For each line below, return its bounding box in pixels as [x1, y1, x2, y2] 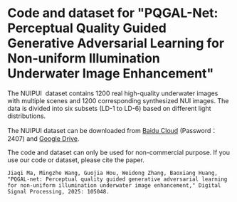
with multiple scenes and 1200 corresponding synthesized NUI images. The [7, 96, 229, 105]
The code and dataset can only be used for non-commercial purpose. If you [7, 148, 230, 156]
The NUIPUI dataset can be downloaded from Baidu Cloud [7, 126, 179, 134]
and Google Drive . [26, 134, 80, 143]
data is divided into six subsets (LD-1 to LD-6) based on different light [7, 104, 211, 112]
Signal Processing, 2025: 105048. [7, 188, 110, 195]
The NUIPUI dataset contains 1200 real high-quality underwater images [7, 89, 218, 97]
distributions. [7, 112, 46, 120]
